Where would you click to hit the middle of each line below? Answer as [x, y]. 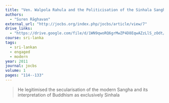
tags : [11, 43]
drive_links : [19, 29]
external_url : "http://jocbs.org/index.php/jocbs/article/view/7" [76, 24]
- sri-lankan [23, 47]
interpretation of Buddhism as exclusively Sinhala [68, 95]
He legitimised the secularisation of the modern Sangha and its [83, 89]
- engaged [20, 52]
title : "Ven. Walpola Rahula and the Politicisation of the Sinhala [78, 10]
